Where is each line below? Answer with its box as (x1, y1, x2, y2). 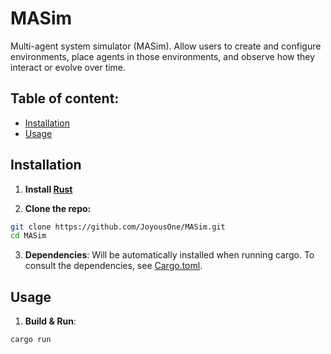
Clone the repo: (24, 202, 92, 214)
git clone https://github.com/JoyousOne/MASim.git (10, 222, 226, 232)
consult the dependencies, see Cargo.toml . (24, 260, 203, 272)
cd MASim (10, 231, 47, 241)
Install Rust (24, 183, 73, 195)
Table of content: (10, 90, 120, 107)
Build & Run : (24, 315, 77, 327)
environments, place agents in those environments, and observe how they (10, 50, 316, 62)
